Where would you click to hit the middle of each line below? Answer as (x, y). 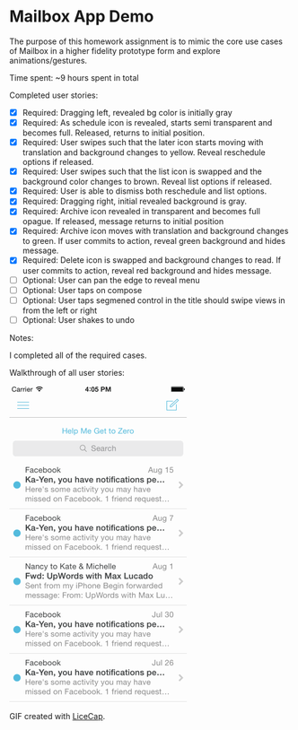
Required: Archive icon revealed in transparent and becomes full (141, 212)
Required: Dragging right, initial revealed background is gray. (135, 201)
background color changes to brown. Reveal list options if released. (147, 182)
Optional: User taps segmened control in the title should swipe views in (153, 300)
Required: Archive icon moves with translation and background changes (155, 231)
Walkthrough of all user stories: (67, 372)
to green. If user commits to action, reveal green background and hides (153, 241)
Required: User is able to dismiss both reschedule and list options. (145, 191)
